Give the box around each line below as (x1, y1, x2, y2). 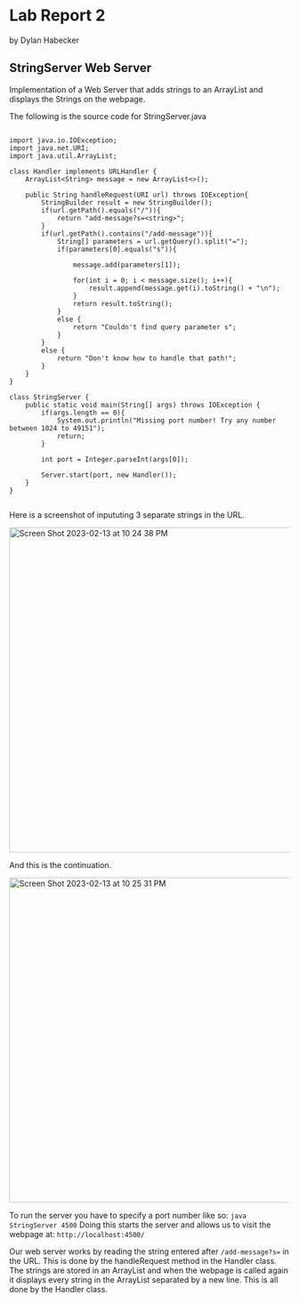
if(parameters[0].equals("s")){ (56, 245, 177, 253)
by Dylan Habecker (9, 35, 80, 45)
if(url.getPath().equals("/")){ (41, 205, 162, 214)
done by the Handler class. (9, 1283, 109, 1294)
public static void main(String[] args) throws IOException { (25, 400, 261, 409)
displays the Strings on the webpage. (9, 93, 146, 104)
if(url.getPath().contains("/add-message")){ (41, 229, 214, 238)
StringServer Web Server (9, 60, 152, 76)
